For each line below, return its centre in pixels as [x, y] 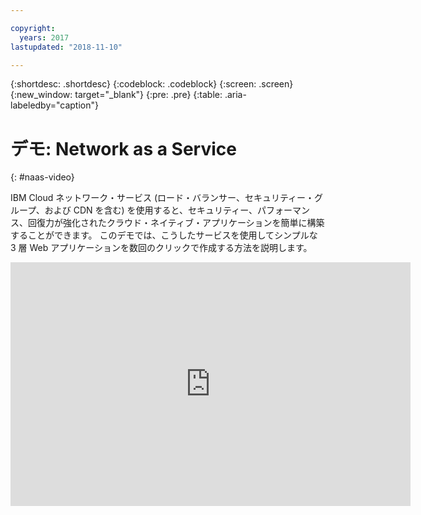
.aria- [235, 95]
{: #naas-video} [42, 177]
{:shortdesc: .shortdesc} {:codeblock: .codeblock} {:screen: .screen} [152, 84]
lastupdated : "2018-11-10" [66, 47]
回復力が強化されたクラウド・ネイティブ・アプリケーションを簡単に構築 [176, 223]
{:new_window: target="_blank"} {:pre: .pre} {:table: [116, 95]
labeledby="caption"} [54, 105]
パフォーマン [283, 210]
